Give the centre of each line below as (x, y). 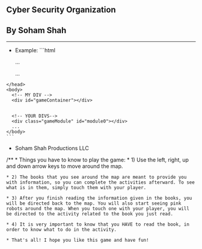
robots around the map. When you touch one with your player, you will (98, 209)
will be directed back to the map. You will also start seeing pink (94, 203)
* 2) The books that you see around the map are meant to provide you (96, 177)
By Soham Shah (36, 30)
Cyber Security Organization (61, 10)
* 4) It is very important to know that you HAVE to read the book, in (98, 224)
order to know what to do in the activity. (62, 230)
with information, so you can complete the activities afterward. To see (101, 182)
